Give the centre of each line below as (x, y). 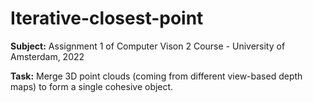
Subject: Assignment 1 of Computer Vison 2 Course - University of (148, 46)
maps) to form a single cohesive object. (92, 86)
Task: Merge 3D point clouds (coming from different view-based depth (156, 76)
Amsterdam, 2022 (47, 56)
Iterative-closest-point (107, 18)
